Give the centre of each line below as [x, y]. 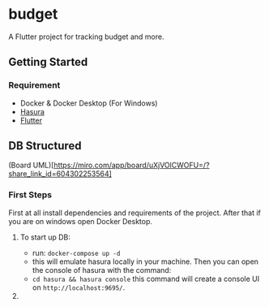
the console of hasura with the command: [102, 270]
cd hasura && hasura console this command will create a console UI [146, 279]
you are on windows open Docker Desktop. [80, 221]
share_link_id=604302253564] [60, 174]
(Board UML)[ [31, 165]
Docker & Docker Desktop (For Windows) [89, 103]
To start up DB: [45, 237]
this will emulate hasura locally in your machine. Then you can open [145, 262]
